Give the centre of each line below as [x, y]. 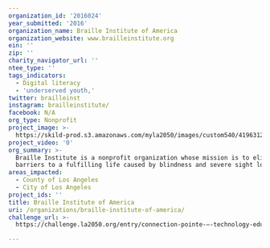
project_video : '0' [41, 142]
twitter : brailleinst [45, 98]
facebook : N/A [32, 113]
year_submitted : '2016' [48, 23]
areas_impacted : [35, 173]
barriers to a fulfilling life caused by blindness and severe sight [134, 165]
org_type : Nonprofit [43, 120]
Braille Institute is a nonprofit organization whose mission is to [133, 157]
